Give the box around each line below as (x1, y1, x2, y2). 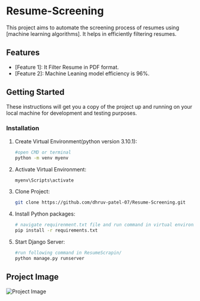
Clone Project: (14, 188, 50, 195)
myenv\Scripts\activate (14, 177, 74, 183)
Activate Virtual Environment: (14, 165, 86, 173)
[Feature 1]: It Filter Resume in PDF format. (14, 63, 119, 70)
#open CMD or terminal (14, 149, 71, 155)
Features (6, 48, 40, 58)
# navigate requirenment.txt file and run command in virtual (14, 222, 173, 228)
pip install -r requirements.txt (14, 228, 98, 234)
